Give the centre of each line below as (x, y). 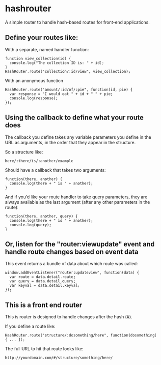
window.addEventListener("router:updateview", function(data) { (72, 273)
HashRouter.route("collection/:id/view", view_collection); (68, 71)
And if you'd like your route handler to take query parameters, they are (76, 197)
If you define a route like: (30, 326)
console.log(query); (30, 225)
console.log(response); (34, 98)
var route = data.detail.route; (43, 277)
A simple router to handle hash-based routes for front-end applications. (77, 22)
